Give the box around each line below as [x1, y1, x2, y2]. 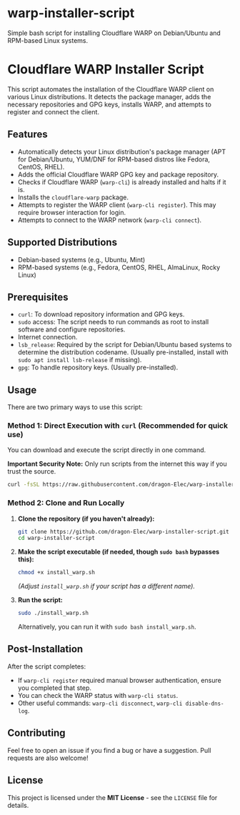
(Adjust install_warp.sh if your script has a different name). [17, 582, 195, 591]
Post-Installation [7, 643, 84, 655]
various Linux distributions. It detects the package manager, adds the [7, 92, 211, 101]
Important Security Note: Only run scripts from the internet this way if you [7, 459, 227, 469]
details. [7, 801, 29, 809]
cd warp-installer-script [17, 534, 95, 542]
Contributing [7, 727, 66, 739]
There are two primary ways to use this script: [7, 403, 143, 411]
